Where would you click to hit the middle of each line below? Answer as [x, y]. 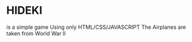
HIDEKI [24, 10]
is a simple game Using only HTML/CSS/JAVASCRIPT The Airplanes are [96, 27]
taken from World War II [36, 33]
